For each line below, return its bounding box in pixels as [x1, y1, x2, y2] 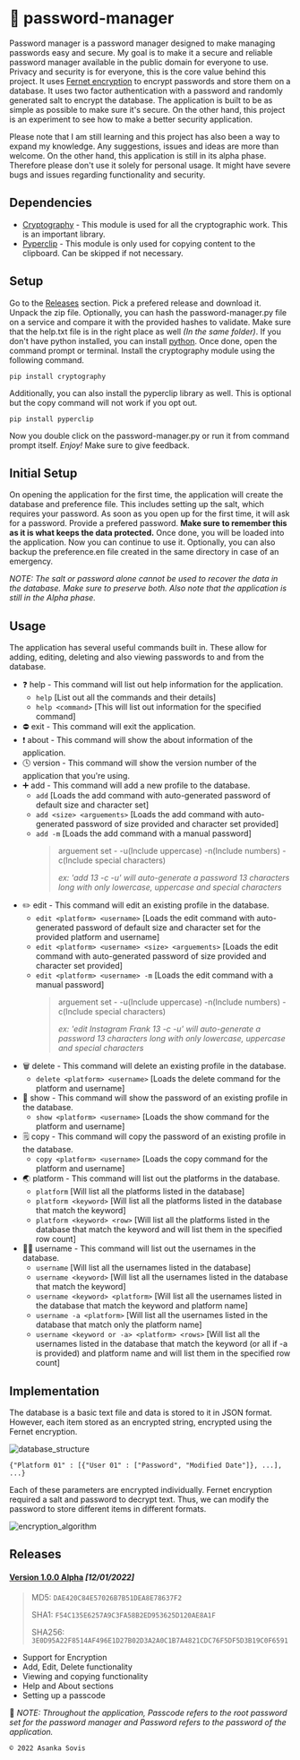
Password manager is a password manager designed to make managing [9, 38, 276, 48]
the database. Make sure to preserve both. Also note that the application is [9, 582, 287, 594]
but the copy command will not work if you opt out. [9, 397, 198, 408]
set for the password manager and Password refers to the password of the [9, 1716, 287, 1728]
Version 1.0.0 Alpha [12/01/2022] [9, 1572, 135, 1583]
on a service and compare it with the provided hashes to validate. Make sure [9, 316, 291, 327]
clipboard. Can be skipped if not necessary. [21, 247, 184, 258]
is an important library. [21, 229, 106, 239]
